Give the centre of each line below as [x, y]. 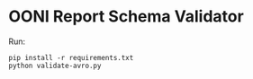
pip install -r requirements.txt [71, 57]
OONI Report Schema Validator [126, 17]
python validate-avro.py [55, 66]
